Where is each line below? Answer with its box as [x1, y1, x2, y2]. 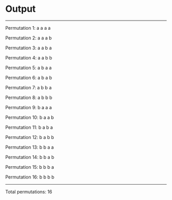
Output [5, 3, 36, 15]
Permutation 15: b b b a [5, 164, 54, 170]
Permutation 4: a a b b [5, 54, 52, 61]
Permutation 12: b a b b [5, 134, 54, 140]
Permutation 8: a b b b [5, 94, 53, 101]
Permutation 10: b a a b [5, 114, 54, 121]
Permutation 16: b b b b [5, 174, 55, 180]
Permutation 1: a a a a [5, 25, 51, 31]
